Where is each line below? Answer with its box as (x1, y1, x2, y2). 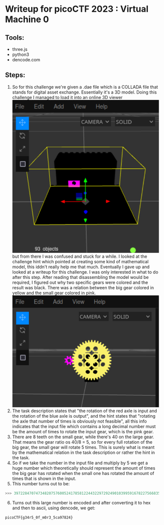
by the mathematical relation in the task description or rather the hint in (12, 450, 155, 455)
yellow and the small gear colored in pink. (12, 290, 96, 296)
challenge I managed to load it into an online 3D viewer (12, 94, 123, 100)
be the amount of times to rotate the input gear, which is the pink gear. (12, 429, 154, 435)
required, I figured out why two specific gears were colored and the (12, 279, 148, 285)
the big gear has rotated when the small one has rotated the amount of (12, 471, 155, 476)
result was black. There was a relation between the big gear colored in (12, 284, 154, 290)
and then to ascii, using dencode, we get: (12, 505, 96, 511)
